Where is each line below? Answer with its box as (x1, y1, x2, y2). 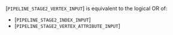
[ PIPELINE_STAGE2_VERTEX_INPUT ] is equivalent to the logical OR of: (5, 5, 168, 12)
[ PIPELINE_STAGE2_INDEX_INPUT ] (14, 16, 91, 23)
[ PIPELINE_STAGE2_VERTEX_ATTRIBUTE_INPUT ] (14, 23, 121, 29)
